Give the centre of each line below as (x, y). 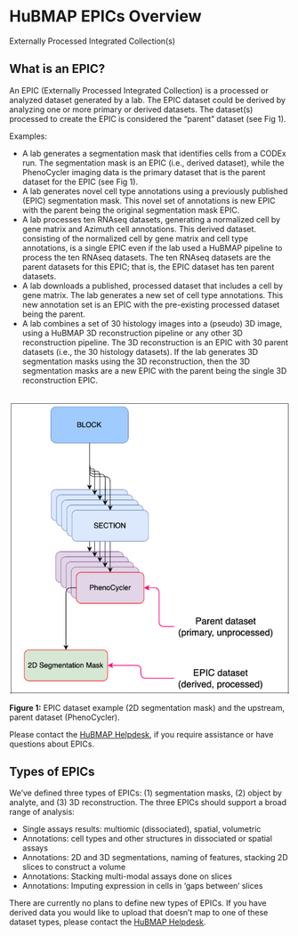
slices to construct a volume (74, 867)
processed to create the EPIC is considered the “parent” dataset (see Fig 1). (148, 118)
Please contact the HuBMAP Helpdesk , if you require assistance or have (141, 734)
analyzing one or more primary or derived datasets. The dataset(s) (131, 109)
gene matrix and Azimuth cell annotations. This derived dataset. (139, 229)
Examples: (28, 136)
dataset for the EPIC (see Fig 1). (80, 182)
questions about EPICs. (52, 744)
